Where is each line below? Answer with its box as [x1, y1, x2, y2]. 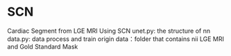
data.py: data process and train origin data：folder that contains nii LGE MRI [7, 35, 224, 43]
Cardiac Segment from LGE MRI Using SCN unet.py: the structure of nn [7, 27, 210, 35]
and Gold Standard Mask [7, 42, 78, 51]
